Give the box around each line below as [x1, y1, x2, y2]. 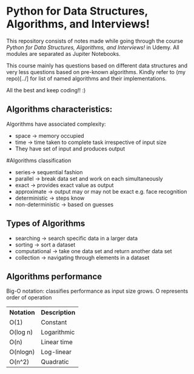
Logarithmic [41, 328, 75, 336]
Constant [41, 318, 67, 327]
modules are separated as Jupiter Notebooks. [6, 50, 121, 57]
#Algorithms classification [6, 157, 72, 164]
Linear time [41, 338, 73, 347]
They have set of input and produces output [15, 144, 125, 152]
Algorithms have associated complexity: [6, 120, 106, 127]
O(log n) [9, 328, 33, 336]
